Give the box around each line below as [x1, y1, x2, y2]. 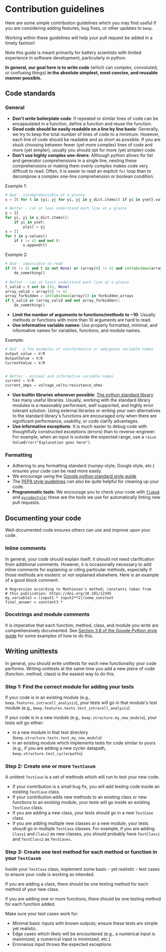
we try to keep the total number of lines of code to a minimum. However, [12, 131, 160, 137]
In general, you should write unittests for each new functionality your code [5, 660, 157, 666]
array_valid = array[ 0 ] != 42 [5, 289, 68, 294]
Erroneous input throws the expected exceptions [12, 941, 112, 947]
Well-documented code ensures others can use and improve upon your [5, 527, 151, 533]
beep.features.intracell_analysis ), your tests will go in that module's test [5, 700, 157, 705]
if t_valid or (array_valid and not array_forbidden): [5, 298, 121, 303]
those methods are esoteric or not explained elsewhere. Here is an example [5, 572, 159, 578]
